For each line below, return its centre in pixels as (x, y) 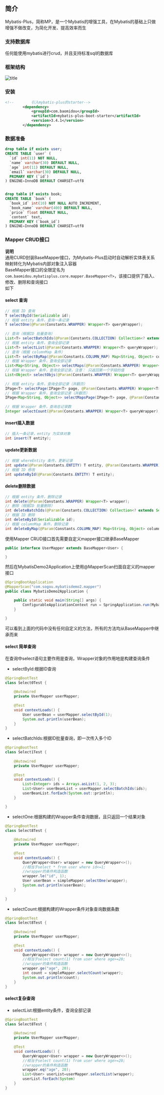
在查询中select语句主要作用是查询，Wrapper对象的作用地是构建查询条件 (78, 658)
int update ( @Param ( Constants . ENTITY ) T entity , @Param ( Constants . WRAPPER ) (83, 465)
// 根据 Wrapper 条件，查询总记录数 (38, 407)
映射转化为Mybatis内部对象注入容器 (41, 264)
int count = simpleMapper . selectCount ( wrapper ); (73, 973)
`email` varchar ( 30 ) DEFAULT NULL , (46, 172)
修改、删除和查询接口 (26, 282)
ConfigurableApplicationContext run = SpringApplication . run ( (87, 605)
